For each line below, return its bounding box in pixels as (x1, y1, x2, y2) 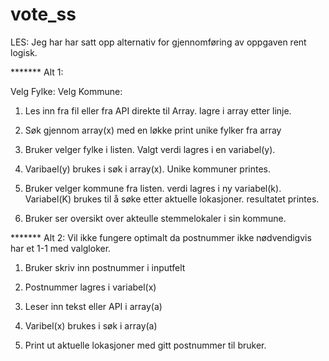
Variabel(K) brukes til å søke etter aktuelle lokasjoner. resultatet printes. (24, 193, 320, 205)
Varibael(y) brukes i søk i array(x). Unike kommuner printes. (24, 163, 271, 175)
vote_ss (10, 3, 77, 26)
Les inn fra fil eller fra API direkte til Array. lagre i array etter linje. (24, 104, 292, 117)
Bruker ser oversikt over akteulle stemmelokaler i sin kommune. (24, 212, 287, 224)
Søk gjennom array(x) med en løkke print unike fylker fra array (24, 124, 282, 136)
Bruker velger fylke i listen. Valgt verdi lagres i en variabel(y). (24, 143, 276, 155)
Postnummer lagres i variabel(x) (24, 281, 157, 293)
